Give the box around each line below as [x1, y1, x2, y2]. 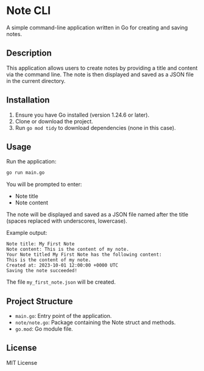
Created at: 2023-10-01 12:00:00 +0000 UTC [6, 262, 119, 268]
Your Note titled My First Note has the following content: [6, 251, 163, 258]
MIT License [6, 359, 38, 366]
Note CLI [6, 4, 51, 18]
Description [6, 48, 52, 59]
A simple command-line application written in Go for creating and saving [6, 24, 188, 31]
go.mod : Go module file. [15, 325, 73, 333]
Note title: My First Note [6, 241, 75, 247]
